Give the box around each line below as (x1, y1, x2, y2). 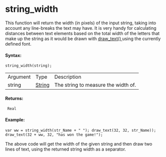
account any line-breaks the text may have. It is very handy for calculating (5, 25, 157, 31)
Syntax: (5, 52, 22, 58)
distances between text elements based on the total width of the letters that (5, 30, 160, 36)
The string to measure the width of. (54, 82, 136, 89)
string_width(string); (5, 63, 52, 68)
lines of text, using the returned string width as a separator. (5, 146, 126, 152)
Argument (7, 73, 31, 80)
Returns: (5, 95, 24, 101)
